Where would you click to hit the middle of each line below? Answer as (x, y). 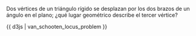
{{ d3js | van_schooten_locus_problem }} (57, 27)
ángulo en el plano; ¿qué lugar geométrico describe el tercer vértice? (92, 15)
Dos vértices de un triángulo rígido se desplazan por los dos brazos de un (98, 9)
